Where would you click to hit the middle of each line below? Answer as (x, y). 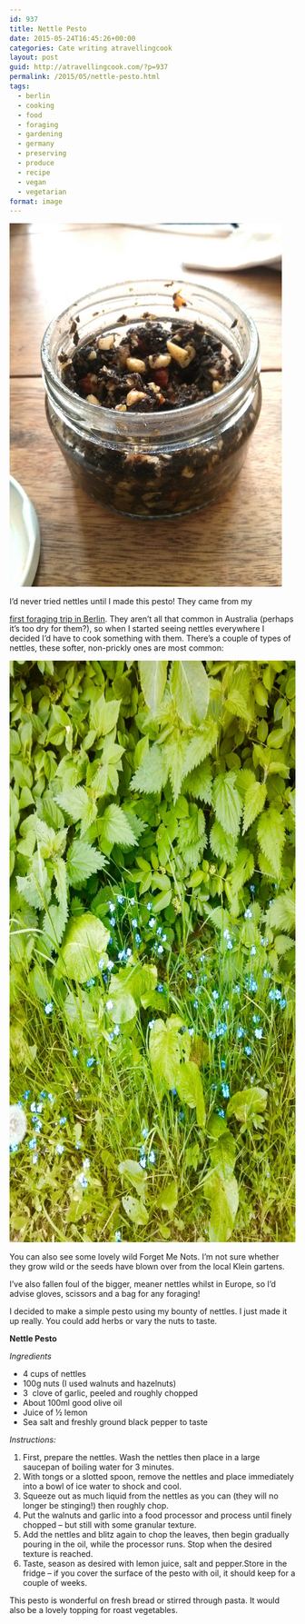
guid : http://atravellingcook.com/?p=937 (89, 67)
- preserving (42, 154)
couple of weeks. (55, 1583)
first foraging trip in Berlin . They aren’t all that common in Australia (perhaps (152, 619)
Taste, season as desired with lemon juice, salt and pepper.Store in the (155, 1564)
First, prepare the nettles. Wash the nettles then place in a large (141, 1458)
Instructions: (33, 1440)
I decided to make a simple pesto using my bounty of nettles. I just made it (148, 1311)
